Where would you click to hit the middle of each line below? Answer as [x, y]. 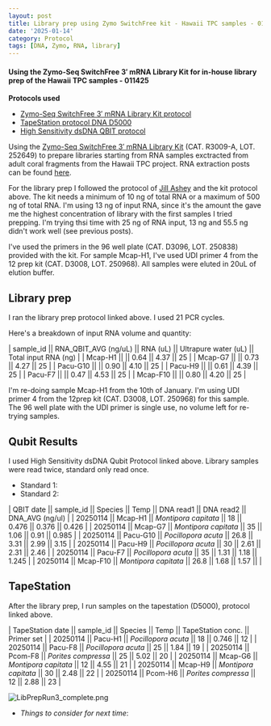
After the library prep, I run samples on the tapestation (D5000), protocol [129, 606]
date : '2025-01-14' [41, 31]
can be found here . [40, 173]
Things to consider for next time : [74, 713]
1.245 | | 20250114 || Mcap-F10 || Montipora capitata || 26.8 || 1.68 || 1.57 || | [135, 561]
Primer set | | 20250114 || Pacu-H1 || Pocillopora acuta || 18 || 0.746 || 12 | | [133, 639]
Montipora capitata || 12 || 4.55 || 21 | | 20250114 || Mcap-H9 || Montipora [131, 665]
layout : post [30, 16]
